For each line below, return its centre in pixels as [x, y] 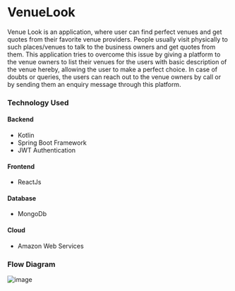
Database [22, 198]
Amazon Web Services [50, 246]
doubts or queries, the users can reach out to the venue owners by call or [114, 77]
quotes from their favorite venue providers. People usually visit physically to [117, 39]
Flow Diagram [31, 264]
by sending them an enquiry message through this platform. [94, 84]
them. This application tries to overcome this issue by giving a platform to [114, 54]
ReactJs [29, 182]
